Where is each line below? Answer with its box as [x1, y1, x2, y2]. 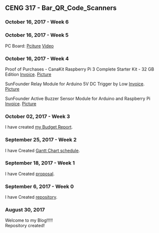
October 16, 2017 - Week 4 [5, 55, 69, 62]
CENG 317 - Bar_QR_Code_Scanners [5, 4, 117, 12]
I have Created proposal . [5, 171, 55, 177]
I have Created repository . [5, 194, 58, 200]
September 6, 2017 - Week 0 [5, 183, 74, 190]
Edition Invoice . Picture [5, 71, 51, 77]
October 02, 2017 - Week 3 [5, 113, 70, 119]
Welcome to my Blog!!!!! [5, 217, 53, 223]
